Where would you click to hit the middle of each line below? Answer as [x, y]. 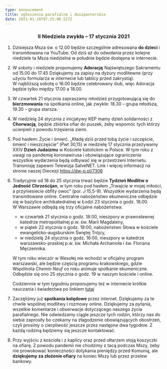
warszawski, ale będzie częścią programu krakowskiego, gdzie [77, 263]
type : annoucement [24, 10]
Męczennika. [33, 248]
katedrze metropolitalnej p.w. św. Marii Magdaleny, [72, 222]
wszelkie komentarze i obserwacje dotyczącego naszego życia [77, 309]
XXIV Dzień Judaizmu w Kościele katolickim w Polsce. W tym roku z [83, 150]
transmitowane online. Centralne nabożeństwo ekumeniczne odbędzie [85, 196]
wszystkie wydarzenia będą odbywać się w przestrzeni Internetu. [80, 160]
